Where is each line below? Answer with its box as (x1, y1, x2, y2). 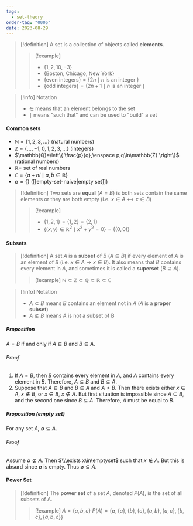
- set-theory (11, 14, 43, 20)
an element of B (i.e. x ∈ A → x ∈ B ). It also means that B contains (20, 259, 182, 266)
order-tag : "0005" (6, 19, 51, 25)
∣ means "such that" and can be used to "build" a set (29, 111, 157, 118)
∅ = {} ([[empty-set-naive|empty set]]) (14, 178, 108, 185)
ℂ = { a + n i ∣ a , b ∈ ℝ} (14, 171, 68, 179)
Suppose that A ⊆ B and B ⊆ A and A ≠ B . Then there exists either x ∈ (14, 385, 186, 392)
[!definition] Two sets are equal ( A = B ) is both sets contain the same (20, 189, 187, 196)
